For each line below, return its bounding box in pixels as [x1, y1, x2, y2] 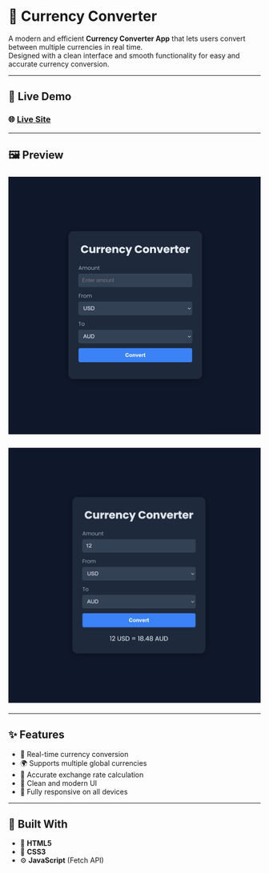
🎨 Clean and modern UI [19, 778, 98, 787]
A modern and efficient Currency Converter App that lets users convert [8, 34, 246, 43]
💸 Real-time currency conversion [19, 749, 129, 759]
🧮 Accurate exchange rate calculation [19, 770, 144, 779]
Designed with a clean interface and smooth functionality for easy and [8, 50, 240, 60]
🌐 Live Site [8, 114, 51, 125]
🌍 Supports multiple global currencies [19, 758, 147, 767]
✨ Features [8, 728, 65, 742]
